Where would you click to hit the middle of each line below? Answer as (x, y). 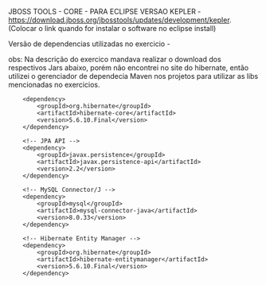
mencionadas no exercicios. (54, 84)
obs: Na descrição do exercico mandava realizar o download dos (115, 59)
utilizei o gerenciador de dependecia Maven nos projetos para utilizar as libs (133, 76)
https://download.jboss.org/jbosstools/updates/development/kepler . (120, 20)
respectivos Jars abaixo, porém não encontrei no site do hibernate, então (129, 68)
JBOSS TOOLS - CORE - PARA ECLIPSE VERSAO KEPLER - (105, 12)
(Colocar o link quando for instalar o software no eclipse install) (112, 28)
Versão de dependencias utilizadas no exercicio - (89, 44)
